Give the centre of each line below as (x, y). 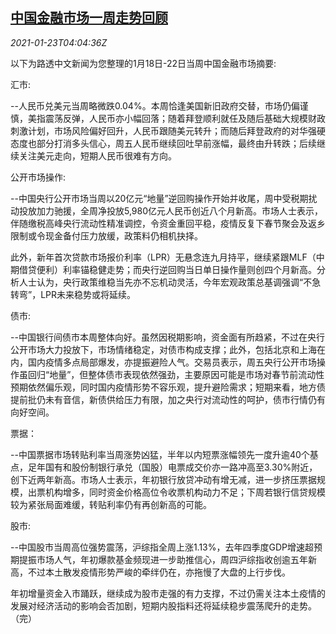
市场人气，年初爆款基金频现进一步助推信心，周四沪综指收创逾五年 (172, 559)
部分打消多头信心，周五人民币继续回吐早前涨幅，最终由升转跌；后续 (176, 143)
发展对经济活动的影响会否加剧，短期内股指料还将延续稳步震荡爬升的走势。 (163, 605)
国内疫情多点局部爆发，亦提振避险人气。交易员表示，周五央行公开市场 (172, 362)
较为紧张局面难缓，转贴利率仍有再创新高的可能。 (111, 504)
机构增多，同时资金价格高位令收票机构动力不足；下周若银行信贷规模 (185, 492)
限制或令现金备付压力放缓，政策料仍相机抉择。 (106, 235)
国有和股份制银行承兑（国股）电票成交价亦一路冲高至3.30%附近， (181, 467)
